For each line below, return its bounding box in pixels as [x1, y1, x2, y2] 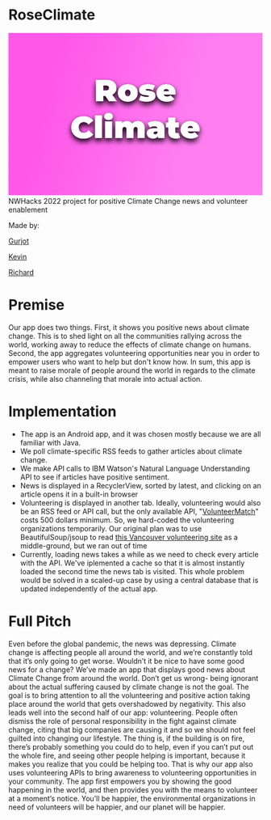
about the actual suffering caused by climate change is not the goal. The [8, 682, 249, 692]
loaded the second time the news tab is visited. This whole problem [19, 567, 244, 577]
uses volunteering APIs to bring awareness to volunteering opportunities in [8, 768, 256, 778]
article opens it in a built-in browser [19, 489, 139, 499]
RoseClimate [8, 6, 95, 24]
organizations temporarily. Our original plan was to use [19, 524, 202, 534]
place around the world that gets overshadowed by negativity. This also [8, 700, 246, 709]
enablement [8, 205, 48, 215]
